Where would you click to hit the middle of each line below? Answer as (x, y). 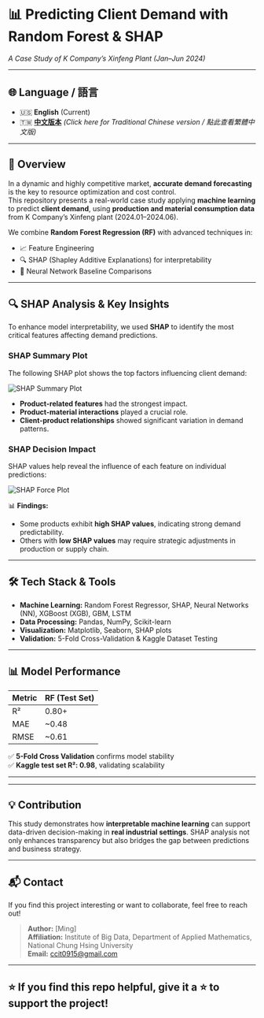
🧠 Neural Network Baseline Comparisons (85, 271)
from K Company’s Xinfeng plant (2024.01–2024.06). (93, 217)
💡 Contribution (45, 805)
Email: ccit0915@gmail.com (72, 954)
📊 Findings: (28, 505)
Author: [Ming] (52, 929)
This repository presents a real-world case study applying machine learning (132, 200)
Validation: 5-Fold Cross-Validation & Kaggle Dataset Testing (119, 638)
